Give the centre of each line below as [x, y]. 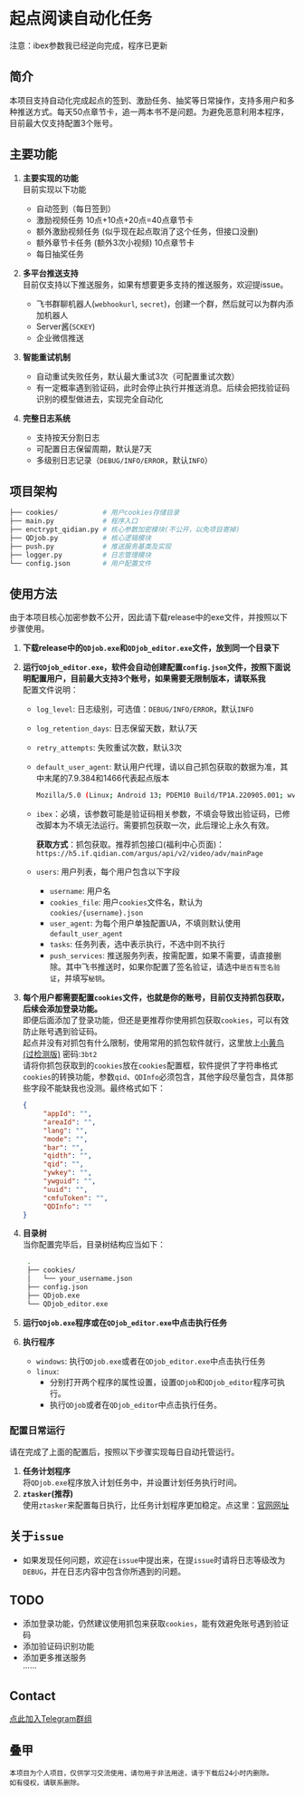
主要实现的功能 [50, 178]
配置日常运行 [38, 1431]
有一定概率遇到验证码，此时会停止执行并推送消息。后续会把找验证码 [163, 387]
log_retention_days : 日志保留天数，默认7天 [117, 728]
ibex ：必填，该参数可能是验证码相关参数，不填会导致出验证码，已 [159, 814]
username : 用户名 [80, 891]
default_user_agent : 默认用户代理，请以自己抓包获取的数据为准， [158, 767]
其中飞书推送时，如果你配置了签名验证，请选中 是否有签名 [170, 967]
